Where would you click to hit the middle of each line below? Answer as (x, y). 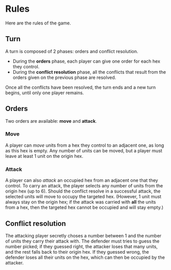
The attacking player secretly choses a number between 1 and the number (83, 235)
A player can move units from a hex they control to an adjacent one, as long (85, 145)
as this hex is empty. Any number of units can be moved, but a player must (84, 150)
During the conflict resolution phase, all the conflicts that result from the (89, 72)
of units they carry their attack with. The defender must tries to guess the (82, 241)
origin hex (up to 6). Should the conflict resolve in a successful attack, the (83, 191)
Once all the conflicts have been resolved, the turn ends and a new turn (80, 87)
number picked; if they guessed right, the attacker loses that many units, (82, 246)
